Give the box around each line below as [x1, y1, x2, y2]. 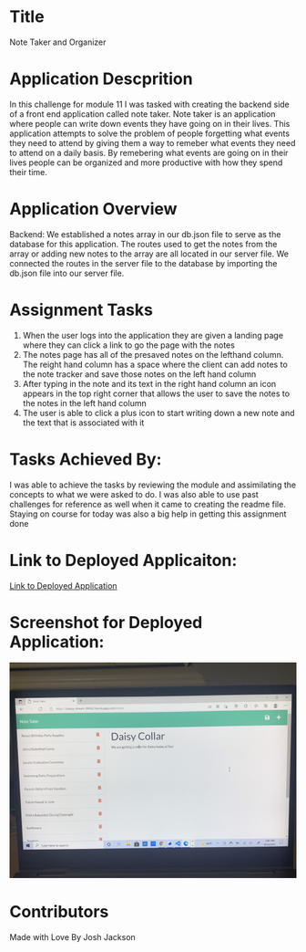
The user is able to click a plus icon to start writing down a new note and [22, 407, 295, 418]
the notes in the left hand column [22, 397, 148, 408]
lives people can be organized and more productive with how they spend [9, 157, 283, 168]
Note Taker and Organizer [9, 37, 107, 47]
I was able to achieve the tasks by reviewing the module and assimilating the [9, 479, 297, 490]
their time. [9, 166, 48, 177]
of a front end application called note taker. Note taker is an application [9, 108, 276, 120]
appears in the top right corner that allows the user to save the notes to [22, 388, 290, 399]
